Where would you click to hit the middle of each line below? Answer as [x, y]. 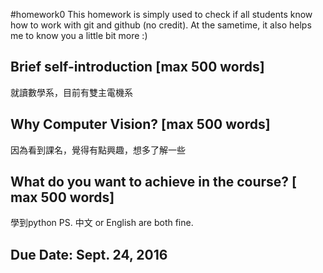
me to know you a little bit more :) [79, 35]
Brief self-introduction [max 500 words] [137, 67]
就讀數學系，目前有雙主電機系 [71, 92]
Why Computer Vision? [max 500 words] [140, 124]
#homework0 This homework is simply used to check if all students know [161, 14]
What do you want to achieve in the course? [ [154, 182]
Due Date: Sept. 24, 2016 [89, 254]
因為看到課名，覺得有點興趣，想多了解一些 [98, 150]
